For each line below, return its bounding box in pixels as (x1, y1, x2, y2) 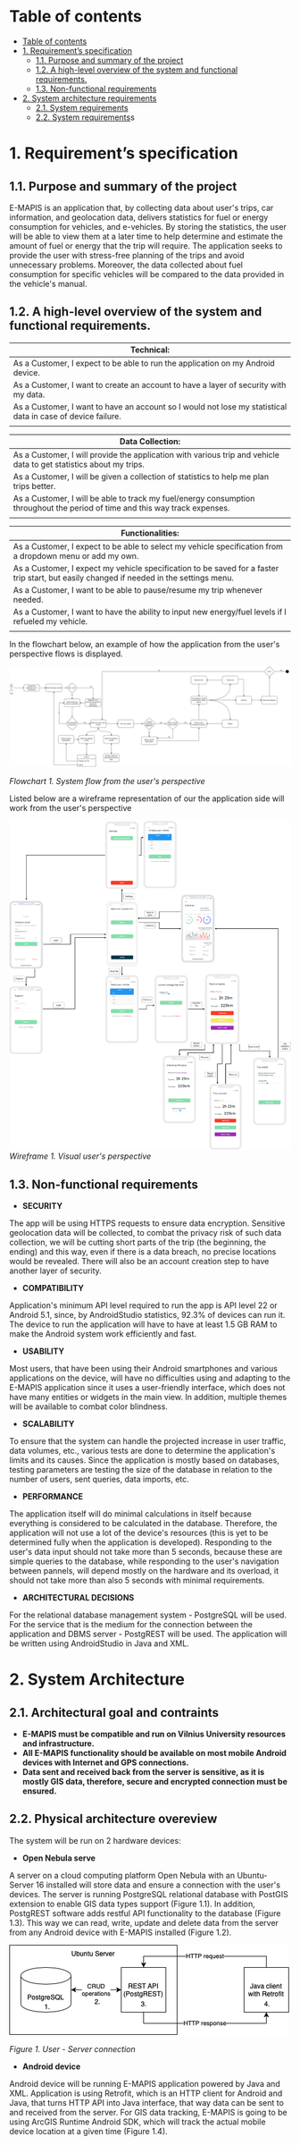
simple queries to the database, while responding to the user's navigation (9, 1556, 279, 1567)
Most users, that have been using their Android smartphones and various (9, 1364, 279, 1374)
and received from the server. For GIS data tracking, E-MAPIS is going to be (9, 2107, 287, 2117)
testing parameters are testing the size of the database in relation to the (9, 1465, 273, 1475)
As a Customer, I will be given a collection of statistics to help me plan (12, 471, 270, 482)
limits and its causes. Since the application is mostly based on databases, (9, 1455, 279, 1465)
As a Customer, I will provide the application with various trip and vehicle (12, 449, 279, 460)
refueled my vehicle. (12, 616, 88, 627)
